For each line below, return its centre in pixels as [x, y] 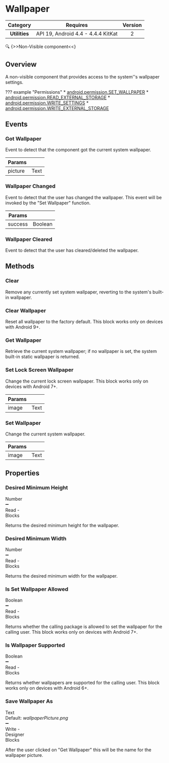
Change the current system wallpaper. [45, 434]
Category [20, 25]
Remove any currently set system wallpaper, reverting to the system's [78, 292]
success [18, 224]
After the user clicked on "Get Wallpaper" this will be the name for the [78, 750]
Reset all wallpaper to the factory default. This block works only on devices [84, 322]
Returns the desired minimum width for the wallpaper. [62, 576]
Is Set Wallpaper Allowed [37, 589]
